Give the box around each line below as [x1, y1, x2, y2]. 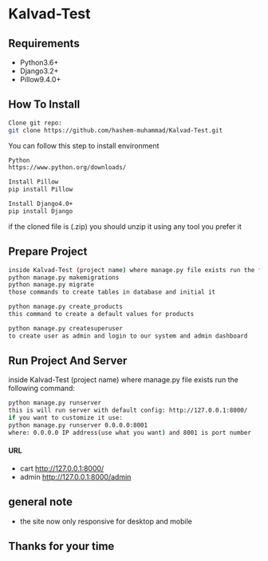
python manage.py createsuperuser [8, 324, 124, 332]
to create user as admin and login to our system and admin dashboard [8, 332, 248, 340]
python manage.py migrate [8, 281, 94, 289]
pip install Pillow [8, 185, 73, 194]
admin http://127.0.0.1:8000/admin [19, 472, 132, 482]
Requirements [8, 37, 80, 50]
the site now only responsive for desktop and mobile [19, 516, 193, 526]
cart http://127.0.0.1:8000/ [19, 464, 104, 473]
